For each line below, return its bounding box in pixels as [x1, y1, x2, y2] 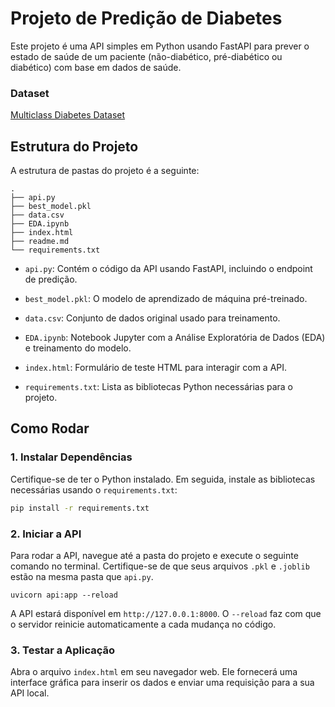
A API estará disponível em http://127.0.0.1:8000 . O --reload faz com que [10, 607, 322, 619]
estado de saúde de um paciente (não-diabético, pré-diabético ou [10, 50, 283, 62]
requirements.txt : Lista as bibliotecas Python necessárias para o [24, 381, 294, 393]
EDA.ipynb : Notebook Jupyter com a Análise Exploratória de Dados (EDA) [24, 332, 326, 344]
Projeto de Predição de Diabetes [10, 7, 283, 30]
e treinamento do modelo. [24, 342, 132, 354]
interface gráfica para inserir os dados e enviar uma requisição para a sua [10, 677, 315, 689]
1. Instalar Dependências [10, 450, 133, 464]
